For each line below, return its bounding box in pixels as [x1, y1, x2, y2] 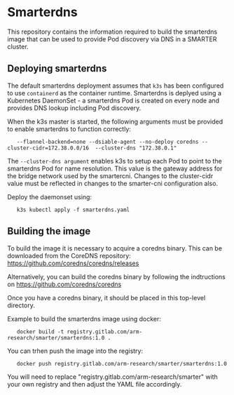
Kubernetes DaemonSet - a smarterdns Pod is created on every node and [7, 96, 219, 105]
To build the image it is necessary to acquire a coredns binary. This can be [7, 243, 223, 253]
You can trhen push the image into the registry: [7, 347, 144, 355]
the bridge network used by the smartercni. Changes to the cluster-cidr [7, 171, 214, 180]
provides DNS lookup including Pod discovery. [7, 103, 142, 112]
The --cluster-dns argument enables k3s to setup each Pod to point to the [7, 156, 222, 165]
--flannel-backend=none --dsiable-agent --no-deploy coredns [16, 138, 199, 145]
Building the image [7, 225, 91, 237]
